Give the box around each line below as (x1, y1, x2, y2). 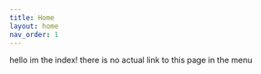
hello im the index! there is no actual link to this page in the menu (9, 55, 253, 66)
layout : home (9, 22, 59, 31)
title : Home (9, 13, 55, 23)
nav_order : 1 (9, 30, 59, 39)
